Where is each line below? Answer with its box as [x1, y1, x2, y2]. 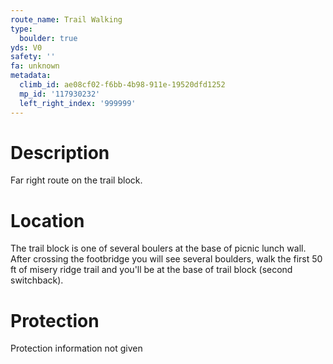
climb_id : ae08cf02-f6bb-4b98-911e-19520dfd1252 [19, 80, 226, 90]
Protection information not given [10, 342, 143, 355]
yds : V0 [10, 42, 43, 53]
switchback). [10, 274, 64, 286]
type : [10, 24, 33, 34]
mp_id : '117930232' [19, 89, 101, 99]
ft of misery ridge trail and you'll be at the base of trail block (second [10, 264, 293, 276]
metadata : [10, 71, 52, 81]
